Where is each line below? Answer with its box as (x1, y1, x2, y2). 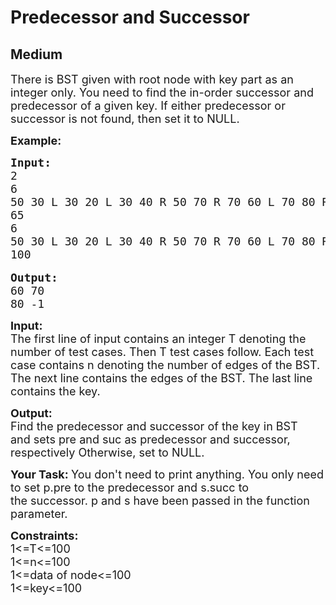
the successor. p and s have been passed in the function (10, 494, 310, 508)
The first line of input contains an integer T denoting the (10, 332, 307, 346)
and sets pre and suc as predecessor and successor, (10, 432, 291, 446)
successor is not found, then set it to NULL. (10, 112, 240, 126)
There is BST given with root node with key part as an (10, 72, 294, 86)
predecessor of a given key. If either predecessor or (10, 99, 286, 113)
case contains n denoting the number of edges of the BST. (10, 358, 321, 372)
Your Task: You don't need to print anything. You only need (10, 467, 325, 481)
